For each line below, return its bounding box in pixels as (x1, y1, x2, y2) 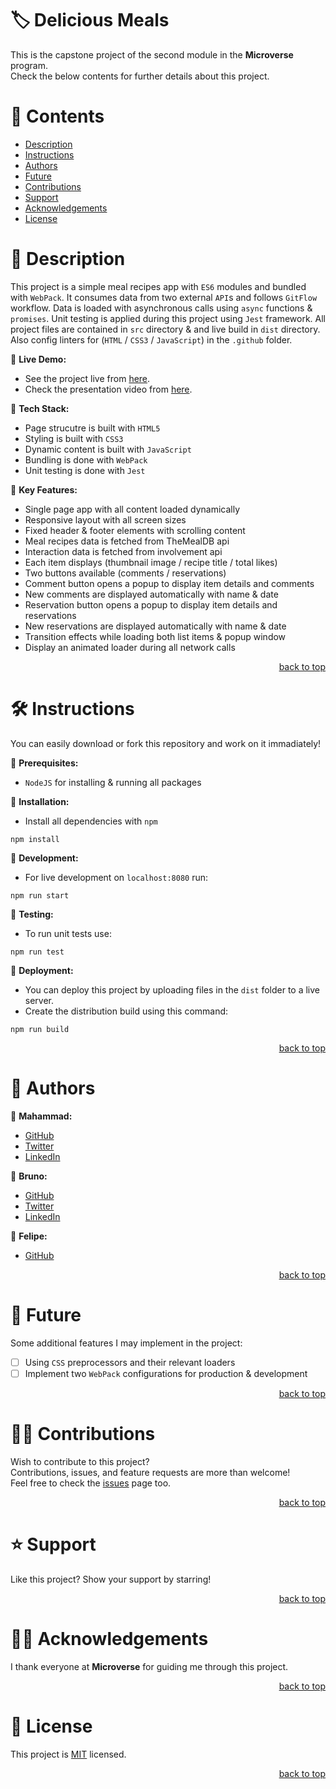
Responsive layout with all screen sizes (24, 513, 187, 526)
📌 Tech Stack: (10, 402, 70, 414)
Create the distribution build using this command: (24, 1005, 229, 1017)
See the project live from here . (24, 372, 151, 384)
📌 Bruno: (10, 1170, 48, 1182)
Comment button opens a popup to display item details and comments (24, 577, 315, 589)
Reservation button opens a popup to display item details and (24, 598, 278, 611)
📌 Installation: (10, 795, 70, 807)
